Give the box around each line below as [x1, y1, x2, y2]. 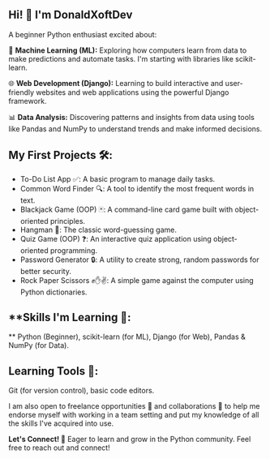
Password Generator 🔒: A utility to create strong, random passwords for [19, 255, 259, 264]
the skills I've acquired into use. [8, 418, 114, 428]
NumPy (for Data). [8, 341, 69, 350]
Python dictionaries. [19, 287, 88, 297]
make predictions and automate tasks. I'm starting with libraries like [8, 54, 234, 63]
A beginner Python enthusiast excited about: [8, 29, 157, 39]
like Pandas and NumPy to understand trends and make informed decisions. [8, 123, 263, 134]
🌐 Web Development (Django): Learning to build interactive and [8, 78, 224, 88]
